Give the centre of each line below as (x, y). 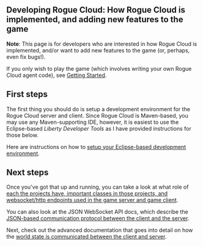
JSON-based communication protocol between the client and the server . (98, 219)
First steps (27, 94)
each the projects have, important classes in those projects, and (87, 194)
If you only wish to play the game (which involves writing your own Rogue (99, 68)
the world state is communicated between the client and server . (87, 237)
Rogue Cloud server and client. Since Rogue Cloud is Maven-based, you (97, 115)
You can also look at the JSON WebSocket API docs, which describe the (97, 212)
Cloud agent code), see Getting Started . (57, 75)
